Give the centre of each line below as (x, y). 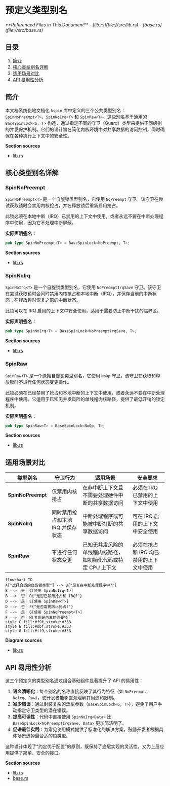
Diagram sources (24, 640)
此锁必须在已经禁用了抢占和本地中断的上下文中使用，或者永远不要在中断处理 (85, 392)
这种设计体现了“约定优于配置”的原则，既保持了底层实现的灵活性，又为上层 (83, 746)
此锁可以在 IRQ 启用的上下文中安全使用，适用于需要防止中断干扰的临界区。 (83, 311)
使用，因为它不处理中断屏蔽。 (45, 223)
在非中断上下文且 (103, 488)
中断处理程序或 (100, 516)
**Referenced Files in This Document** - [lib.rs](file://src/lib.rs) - (73, 25)
